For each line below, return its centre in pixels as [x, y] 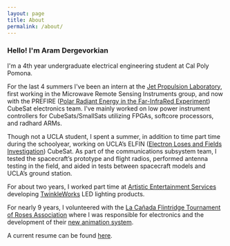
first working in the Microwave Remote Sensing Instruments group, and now [115, 93]
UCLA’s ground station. [40, 173]
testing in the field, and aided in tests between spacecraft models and [106, 166]
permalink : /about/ [35, 26]
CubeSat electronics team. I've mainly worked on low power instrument [109, 108]
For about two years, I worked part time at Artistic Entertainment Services [112, 187]
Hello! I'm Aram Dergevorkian [58, 50]
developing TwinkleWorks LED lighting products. [76, 193]
